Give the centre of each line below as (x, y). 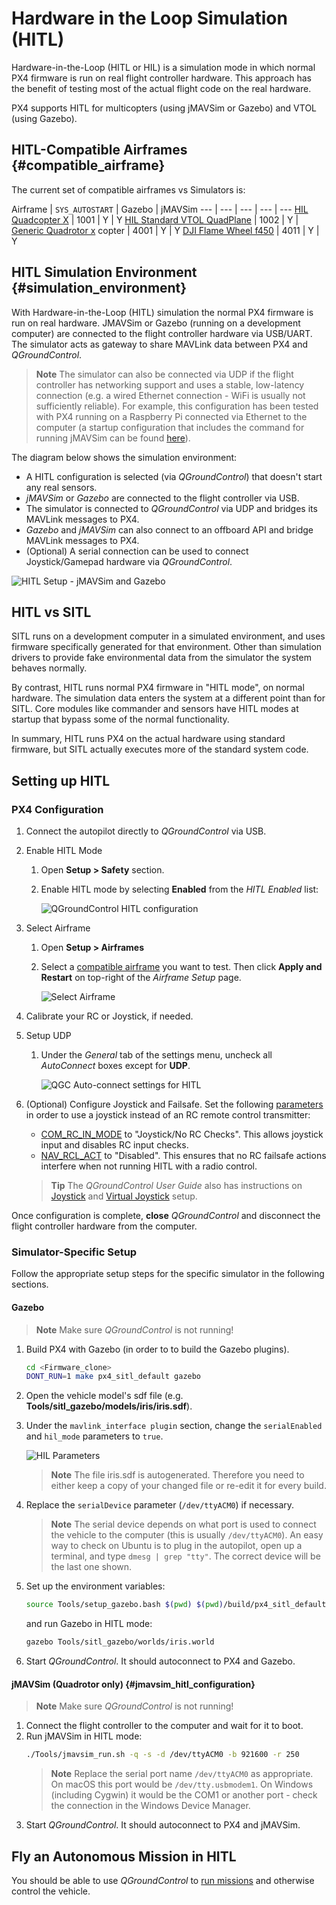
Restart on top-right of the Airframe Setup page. (141, 978)
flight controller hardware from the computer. (104, 1226)
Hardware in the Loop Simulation (149, 18)
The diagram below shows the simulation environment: (124, 457)
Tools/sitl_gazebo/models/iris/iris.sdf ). (109, 1406)
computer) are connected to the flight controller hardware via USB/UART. (162, 333)
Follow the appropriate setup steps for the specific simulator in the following (168, 1274)
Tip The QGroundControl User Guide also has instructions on (176, 1186)
